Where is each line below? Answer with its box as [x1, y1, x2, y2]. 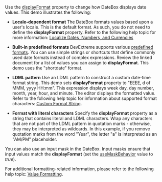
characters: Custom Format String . [12, 101, 82, 106]
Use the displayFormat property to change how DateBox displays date [5, 4, 147, 10]
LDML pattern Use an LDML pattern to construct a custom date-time [12, 75, 151, 80]
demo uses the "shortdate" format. [12, 65, 83, 71]
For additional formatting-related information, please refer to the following [5, 166, 154, 172]
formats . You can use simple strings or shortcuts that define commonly [12, 49, 156, 55]
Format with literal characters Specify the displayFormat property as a [12, 110, 158, 116]
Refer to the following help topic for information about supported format [12, 95, 157, 101]
